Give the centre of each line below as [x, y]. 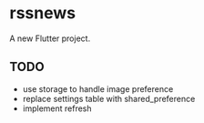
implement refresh [57, 108]
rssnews [42, 13]
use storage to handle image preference [98, 88]
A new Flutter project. [50, 38]
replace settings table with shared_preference [109, 98]
